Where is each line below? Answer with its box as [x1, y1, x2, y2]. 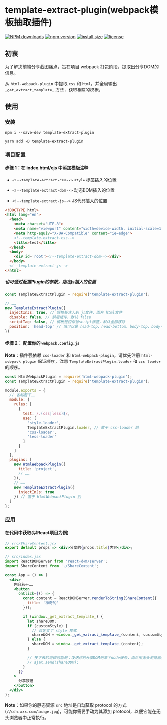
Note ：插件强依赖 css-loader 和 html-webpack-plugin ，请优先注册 [5, 352, 141, 358]
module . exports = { [5, 388, 46, 393]
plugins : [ [9, 457, 32, 462]
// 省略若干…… [9, 392, 36, 398]
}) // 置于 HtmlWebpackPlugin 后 [14, 494, 81, 499]
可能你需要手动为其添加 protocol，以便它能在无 [64, 708, 161, 714]
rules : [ [14, 402, 32, 407]
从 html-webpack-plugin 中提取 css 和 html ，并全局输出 [5, 80, 117, 86]
